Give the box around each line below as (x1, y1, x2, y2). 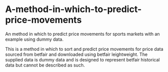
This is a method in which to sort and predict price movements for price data (5, 46, 163, 52)
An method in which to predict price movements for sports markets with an (5, 31, 160, 37)
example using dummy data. (5, 36, 64, 42)
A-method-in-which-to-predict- (5, 4, 142, 15)
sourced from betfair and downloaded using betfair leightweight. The (5, 51, 148, 57)
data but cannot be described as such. (5, 62, 85, 68)
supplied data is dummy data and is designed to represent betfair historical (5, 56, 160, 62)
